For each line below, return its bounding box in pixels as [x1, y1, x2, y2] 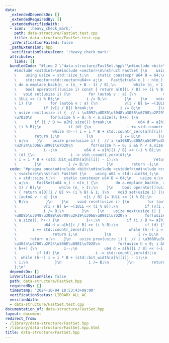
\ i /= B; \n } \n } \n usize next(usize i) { [14, 208, 161, 214]
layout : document [5, 311, 42, 316]
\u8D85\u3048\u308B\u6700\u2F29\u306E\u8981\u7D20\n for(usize [14, 213, 165, 218]
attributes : [10, 54, 35, 59]
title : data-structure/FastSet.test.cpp [14, 36, 100, 41]
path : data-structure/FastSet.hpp [10, 279, 82, 284]
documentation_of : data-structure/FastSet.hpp [5, 306, 105, 312]
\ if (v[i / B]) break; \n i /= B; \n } [14, 106, 161, 111]
